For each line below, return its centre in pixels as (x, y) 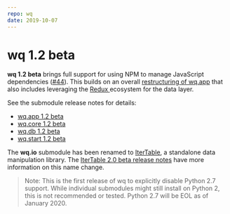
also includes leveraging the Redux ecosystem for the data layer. (101, 89)
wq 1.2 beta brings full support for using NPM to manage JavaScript (106, 74)
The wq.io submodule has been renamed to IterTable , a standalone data (111, 152)
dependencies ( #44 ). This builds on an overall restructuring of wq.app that (115, 82)
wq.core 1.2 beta (41, 124)
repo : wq (20, 14)
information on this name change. (56, 167)
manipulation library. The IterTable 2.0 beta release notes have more (106, 160)
